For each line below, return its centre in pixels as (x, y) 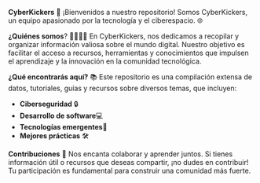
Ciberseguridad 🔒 (49, 104)
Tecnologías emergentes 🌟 (63, 127)
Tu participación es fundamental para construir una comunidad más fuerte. (130, 170)
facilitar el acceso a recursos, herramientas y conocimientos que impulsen (128, 53)
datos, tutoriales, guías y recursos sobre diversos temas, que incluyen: (123, 88)
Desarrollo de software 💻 (61, 115)
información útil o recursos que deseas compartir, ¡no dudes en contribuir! (128, 162)
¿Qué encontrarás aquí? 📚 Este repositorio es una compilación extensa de (130, 77)
